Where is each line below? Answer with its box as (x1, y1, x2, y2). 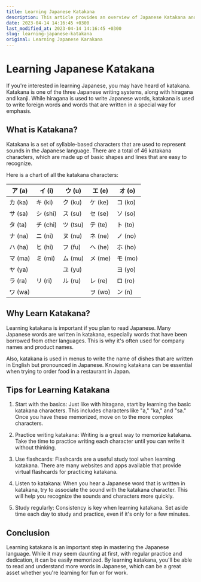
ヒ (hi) (35, 243, 54, 251)
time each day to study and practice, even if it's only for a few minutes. (14, 510, 190, 517)
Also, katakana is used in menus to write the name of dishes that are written (6, 355, 193, 362)
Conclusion (6, 528, 50, 538)
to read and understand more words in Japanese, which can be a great (6, 563, 181, 570)
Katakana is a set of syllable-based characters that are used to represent (6, 140, 186, 148)
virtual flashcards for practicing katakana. (14, 468, 118, 476)
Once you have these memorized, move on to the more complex (14, 413, 173, 421)
